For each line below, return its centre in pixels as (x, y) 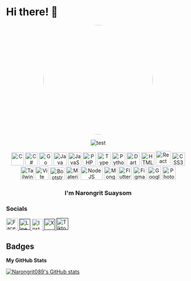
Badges (20, 246)
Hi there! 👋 (32, 12)
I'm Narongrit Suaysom (98, 193)
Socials (17, 209)
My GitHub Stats (27, 260)
